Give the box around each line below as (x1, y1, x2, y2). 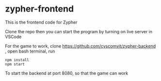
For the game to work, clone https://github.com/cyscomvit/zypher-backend (5, 43, 156, 49)
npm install (5, 57, 29, 62)
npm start (5, 62, 25, 67)
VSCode (5, 34, 22, 40)
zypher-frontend (5, 3, 74, 14)
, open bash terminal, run (5, 48, 55, 54)
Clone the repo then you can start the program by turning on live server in (5, 28, 153, 34)
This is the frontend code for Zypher (5, 19, 78, 25)
